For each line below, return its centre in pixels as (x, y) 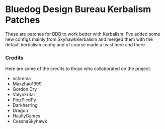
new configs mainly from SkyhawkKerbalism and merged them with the (79, 39)
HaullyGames (26, 116)
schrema (22, 79)
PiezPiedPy (24, 100)
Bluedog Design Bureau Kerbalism (78, 9)
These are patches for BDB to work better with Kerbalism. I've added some (83, 34)
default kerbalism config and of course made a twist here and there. (76, 44)
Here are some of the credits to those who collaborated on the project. (78, 69)
